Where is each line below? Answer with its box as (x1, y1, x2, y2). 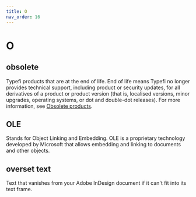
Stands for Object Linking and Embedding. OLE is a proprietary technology (6, 135, 185, 142)
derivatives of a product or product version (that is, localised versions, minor (6, 90, 190, 97)
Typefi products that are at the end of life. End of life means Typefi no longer (6, 78, 190, 85)
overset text (6, 164, 51, 174)
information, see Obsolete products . (6, 103, 93, 110)
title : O (6, 8, 27, 15)
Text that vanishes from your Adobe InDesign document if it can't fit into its (6, 180, 187, 187)
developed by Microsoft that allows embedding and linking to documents (6, 141, 181, 148)
